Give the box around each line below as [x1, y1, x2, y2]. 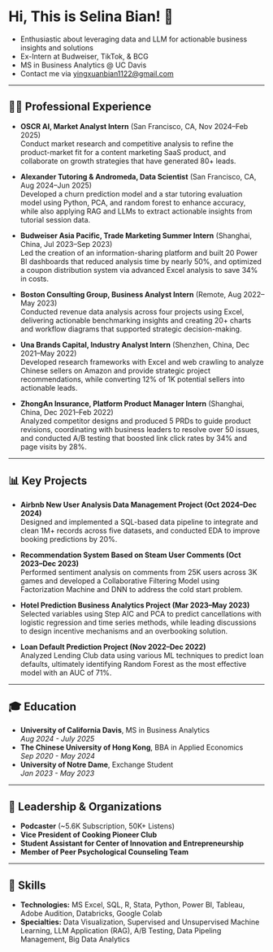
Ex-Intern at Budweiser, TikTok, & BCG [19, 51, 149, 61]
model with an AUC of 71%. [19, 668, 112, 677]
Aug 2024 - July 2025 [19, 734, 95, 744]
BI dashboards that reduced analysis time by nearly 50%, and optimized [19, 256, 262, 266]
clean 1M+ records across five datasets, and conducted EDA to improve [19, 526, 261, 535]
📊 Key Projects [8, 474, 88, 488]
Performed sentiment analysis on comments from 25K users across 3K [19, 567, 258, 577]
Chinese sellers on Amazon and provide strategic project [19, 366, 211, 375]
